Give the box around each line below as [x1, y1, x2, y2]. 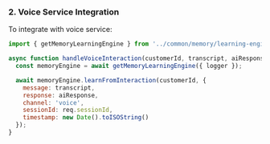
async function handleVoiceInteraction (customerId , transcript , [8, 54, 228, 62]
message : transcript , [22, 83, 95, 92]
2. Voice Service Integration [8, 6, 120, 18]
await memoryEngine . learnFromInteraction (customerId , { [15, 76, 207, 84]
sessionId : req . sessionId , [22, 106, 113, 114]
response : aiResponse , [22, 91, 99, 99]
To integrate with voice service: [8, 25, 112, 34]
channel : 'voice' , [22, 98, 84, 106]
